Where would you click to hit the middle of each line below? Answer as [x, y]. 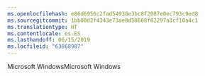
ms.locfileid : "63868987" [45, 46]
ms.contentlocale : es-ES [44, 33]
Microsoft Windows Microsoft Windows [64, 66]
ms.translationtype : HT [43, 27]
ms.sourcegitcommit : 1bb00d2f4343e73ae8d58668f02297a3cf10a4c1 [103, 20]
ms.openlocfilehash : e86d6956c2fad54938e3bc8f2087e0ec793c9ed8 [103, 14]
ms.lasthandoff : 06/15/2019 [49, 40]
